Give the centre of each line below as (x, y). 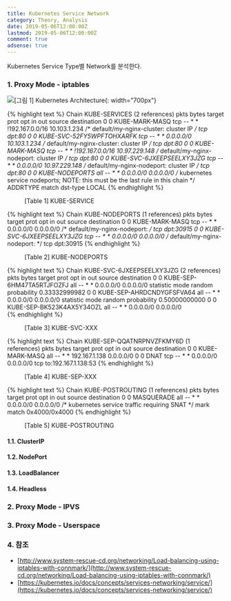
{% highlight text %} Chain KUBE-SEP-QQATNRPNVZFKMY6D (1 (99, 341)
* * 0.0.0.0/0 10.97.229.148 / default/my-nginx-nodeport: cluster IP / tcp (109, 166)
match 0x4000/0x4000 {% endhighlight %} (69, 412)
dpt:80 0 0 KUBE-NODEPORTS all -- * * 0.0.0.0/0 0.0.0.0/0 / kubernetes (110, 173)
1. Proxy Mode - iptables (48, 84)
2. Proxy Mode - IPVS (43, 506)
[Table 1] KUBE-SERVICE (59, 201)
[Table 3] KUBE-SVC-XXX (61, 328)
